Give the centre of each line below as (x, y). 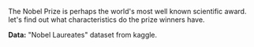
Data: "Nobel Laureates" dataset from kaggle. (83, 35)
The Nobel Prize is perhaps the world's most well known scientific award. (127, 11)
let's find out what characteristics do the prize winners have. (106, 20)
